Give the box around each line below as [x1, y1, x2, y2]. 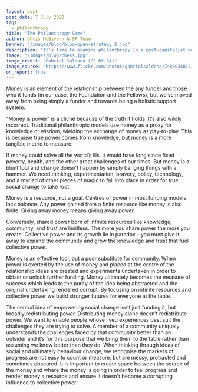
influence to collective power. [6, 379, 78, 386]
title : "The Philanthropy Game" [6, 31, 85, 37]
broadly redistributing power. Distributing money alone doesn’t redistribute [6, 310, 187, 317]
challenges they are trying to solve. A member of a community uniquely [6, 322, 180, 330]
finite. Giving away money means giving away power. [6, 207, 136, 214]
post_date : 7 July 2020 [6, 14, 65, 20]
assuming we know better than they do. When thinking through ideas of [6, 341, 180, 348]
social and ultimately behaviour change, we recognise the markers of [6, 348, 174, 355]
